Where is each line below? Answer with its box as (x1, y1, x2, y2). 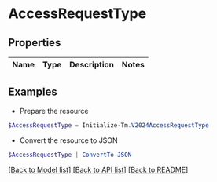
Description (69, 60, 114, 70)
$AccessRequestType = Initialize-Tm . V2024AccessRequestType (8, 121, 210, 129)
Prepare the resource (19, 106, 89, 115)
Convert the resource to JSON (19, 135, 118, 145)
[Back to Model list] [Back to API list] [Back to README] (8, 165, 189, 174)
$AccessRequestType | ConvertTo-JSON (8, 151, 132, 158)
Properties (8, 36, 61, 49)
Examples (8, 86, 57, 99)
